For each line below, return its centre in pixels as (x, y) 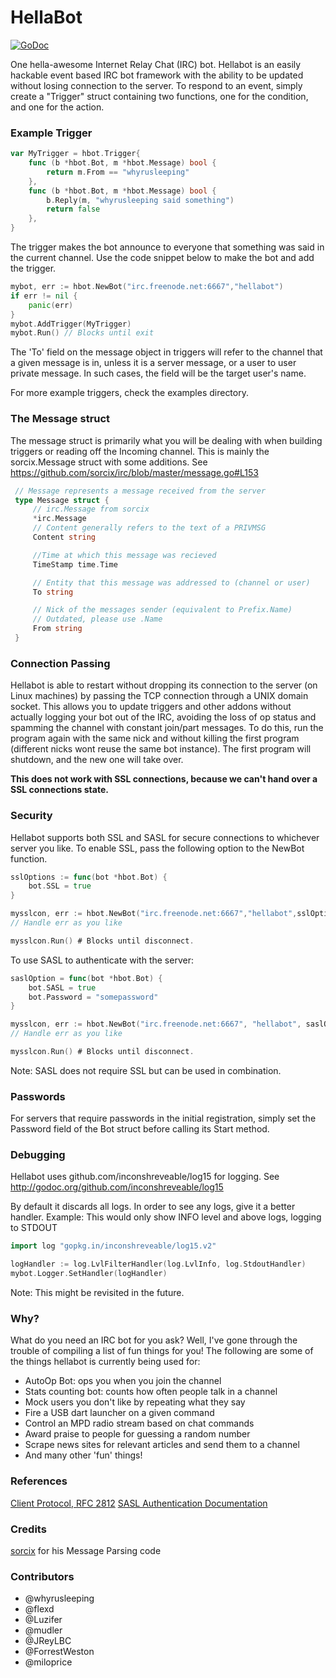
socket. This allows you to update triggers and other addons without (151, 707)
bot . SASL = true (62, 987)
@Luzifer (43, 1620)
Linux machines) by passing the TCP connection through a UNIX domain (159, 696)
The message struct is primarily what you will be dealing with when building (166, 440)
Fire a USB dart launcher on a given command (119, 1413)
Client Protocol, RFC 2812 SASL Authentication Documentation (139, 1503)
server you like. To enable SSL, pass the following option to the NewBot (157, 848)
